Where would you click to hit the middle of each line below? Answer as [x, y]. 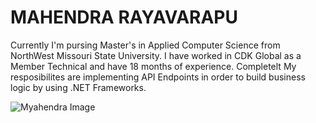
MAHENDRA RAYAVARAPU [124, 17]
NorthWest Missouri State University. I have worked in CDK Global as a [156, 55]
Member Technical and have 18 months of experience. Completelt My [153, 66]
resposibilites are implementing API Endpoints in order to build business [158, 77]
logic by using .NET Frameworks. [78, 87]
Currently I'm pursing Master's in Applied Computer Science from [145, 45]
